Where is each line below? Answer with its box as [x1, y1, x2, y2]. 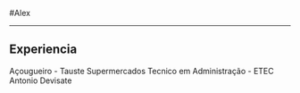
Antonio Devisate [9, 75, 72, 86]
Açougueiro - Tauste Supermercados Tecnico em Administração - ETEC [9, 65, 274, 76]
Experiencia [9, 42, 78, 57]
